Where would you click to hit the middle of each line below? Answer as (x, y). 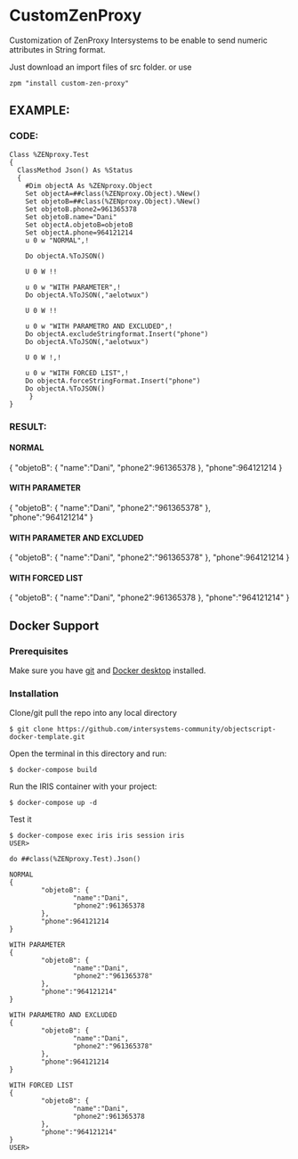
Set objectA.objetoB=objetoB (79, 225)
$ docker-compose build (53, 770)
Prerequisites (39, 651)
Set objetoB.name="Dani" (71, 217)
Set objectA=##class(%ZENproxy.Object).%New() (113, 193)
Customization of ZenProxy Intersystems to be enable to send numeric (139, 40)
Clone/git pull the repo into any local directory (93, 713)
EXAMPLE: (40, 111)
